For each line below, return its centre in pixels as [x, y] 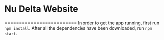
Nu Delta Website [41, 9]
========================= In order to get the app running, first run [82, 23]
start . [11, 33]
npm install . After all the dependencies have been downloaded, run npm [78, 28]
